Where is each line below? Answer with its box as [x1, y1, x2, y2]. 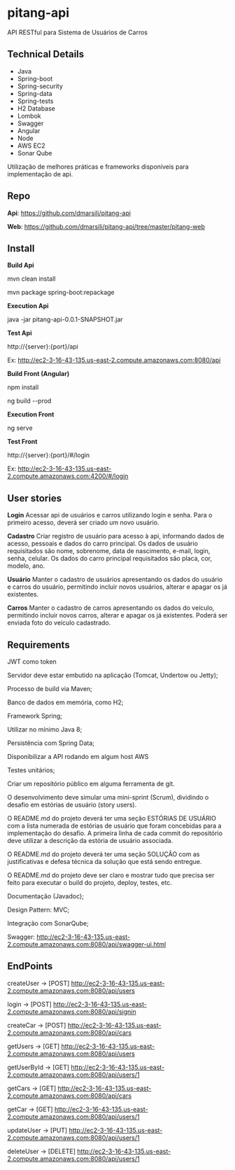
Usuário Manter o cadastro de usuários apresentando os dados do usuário [7, 576, 223, 584]
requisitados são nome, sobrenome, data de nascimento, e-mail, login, [7, 547, 211, 555]
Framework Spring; [7, 712, 63, 720]
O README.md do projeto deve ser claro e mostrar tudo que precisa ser [7, 871, 215, 879]
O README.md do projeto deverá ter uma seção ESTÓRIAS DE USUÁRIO [7, 814, 217, 822]
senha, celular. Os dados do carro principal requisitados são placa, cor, [7, 555, 213, 563]
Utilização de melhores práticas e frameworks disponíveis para [7, 162, 189, 171]
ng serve [7, 424, 33, 432]
